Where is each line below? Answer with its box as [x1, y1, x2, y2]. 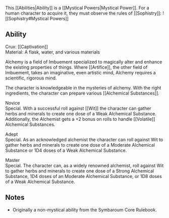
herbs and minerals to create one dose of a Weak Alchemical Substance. [5, 110, 156, 116]
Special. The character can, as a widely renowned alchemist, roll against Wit [5, 162, 164, 168]
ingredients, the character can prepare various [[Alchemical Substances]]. [5, 90, 160, 96]
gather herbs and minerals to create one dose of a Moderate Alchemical [5, 142, 155, 148]
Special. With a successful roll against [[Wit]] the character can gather [5, 105, 151, 111]
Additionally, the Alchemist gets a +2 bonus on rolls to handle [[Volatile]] [5, 116, 155, 122]
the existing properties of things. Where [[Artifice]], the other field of [5, 64, 148, 70]
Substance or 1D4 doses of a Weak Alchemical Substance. [5, 147, 127, 153]
